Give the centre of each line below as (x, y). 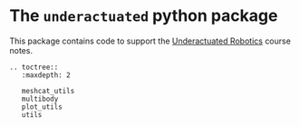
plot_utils (42, 107)
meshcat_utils (48, 91)
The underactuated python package (144, 16)
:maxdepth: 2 (46, 75)
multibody (40, 99)
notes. (21, 50)
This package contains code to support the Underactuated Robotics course (150, 41)
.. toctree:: (34, 67)
